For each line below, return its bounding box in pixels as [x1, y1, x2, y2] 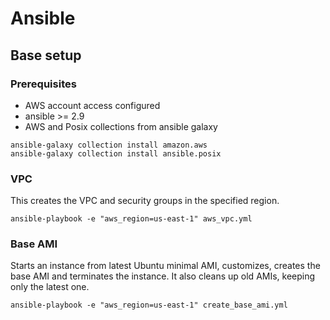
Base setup [10, 47, 82, 64]
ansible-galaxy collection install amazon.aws [10, 140, 208, 150]
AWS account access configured [24, 99, 161, 111]
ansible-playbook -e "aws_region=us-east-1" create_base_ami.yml [10, 300, 288, 311]
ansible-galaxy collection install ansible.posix [10, 148, 222, 159]
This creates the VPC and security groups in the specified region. [10, 195, 280, 207]
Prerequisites [10, 77, 77, 91]
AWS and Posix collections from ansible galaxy [24, 120, 218, 132]
